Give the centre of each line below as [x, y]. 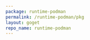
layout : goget [23, 22]
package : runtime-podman [36, 11]
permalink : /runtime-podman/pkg [45, 17]
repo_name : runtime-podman [38, 28]
